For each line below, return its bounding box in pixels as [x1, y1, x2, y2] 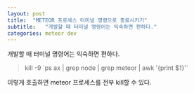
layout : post [7, 10, 46, 17]
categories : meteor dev [7, 29, 77, 37]
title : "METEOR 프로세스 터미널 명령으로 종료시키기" [7, 17, 148, 24]
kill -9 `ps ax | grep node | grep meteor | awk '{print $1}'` [24, 64, 188, 72]
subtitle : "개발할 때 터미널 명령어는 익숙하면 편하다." [7, 23, 157, 30]
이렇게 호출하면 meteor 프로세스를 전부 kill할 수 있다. [7, 78, 152, 87]
